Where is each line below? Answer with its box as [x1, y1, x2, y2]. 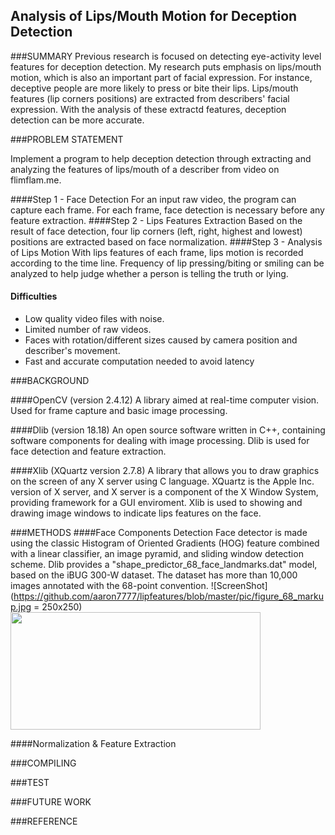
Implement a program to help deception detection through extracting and [10, 152, 312, 164]
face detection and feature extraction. [10, 445, 167, 458]
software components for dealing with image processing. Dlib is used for [10, 435, 310, 447]
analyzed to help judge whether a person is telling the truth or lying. [10, 267, 289, 279]
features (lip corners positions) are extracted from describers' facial [10, 92, 290, 104]
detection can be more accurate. [10, 114, 145, 126]
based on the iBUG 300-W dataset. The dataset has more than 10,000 [10, 569, 298, 581]
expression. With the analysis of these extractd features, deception [10, 103, 287, 115]
